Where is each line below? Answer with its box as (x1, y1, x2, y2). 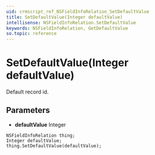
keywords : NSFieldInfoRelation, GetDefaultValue (6, 25, 128, 31)
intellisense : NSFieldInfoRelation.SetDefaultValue (6, 20, 136, 25)
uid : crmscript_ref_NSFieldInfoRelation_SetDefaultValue (6, 8, 150, 15)
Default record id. (6, 88, 49, 95)
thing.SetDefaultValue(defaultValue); (6, 143, 102, 148)
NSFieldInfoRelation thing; (6, 133, 76, 138)
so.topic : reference (6, 31, 57, 37)
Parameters (6, 105, 50, 115)
